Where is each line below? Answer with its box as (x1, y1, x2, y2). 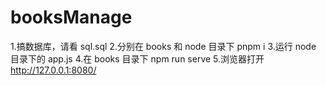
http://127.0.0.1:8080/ (10, 64, 97, 76)
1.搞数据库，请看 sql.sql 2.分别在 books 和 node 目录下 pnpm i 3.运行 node (10, 40, 317, 52)
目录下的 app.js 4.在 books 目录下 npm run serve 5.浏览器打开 (10, 52, 265, 65)
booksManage (10, 6, 133, 29)
